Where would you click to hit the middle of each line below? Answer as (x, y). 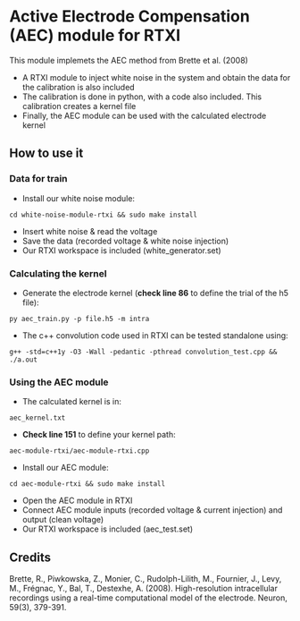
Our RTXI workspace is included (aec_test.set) (108, 529)
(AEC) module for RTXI (95, 35)
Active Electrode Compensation (129, 17)
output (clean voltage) (63, 520)
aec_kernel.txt (37, 418)
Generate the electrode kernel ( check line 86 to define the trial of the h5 (155, 293)
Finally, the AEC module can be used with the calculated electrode (144, 115)
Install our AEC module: (65, 468)
